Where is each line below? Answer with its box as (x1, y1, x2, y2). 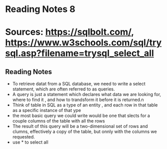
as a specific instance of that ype (12, 107, 81, 113)
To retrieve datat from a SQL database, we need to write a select (12, 81, 146, 87)
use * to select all (12, 139, 48, 145)
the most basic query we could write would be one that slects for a (12, 112, 150, 118)
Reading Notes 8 (5, 3, 75, 15)
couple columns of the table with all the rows (12, 118, 105, 124)
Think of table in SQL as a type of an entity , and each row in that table (12, 102, 158, 108)
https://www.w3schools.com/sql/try (5, 37, 161, 48)
